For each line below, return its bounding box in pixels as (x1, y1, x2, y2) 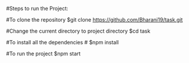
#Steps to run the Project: (6, 5, 69, 12)
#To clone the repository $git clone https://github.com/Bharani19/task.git (6, 16, 183, 23)
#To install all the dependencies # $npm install (6, 39, 119, 45)
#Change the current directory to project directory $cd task (6, 27, 151, 34)
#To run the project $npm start (6, 50, 81, 57)
